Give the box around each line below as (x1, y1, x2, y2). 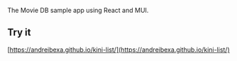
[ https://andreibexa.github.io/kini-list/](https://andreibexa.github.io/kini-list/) (7, 45, 231, 54)
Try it (7, 26, 31, 38)
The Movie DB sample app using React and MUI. (7, 6, 149, 14)
